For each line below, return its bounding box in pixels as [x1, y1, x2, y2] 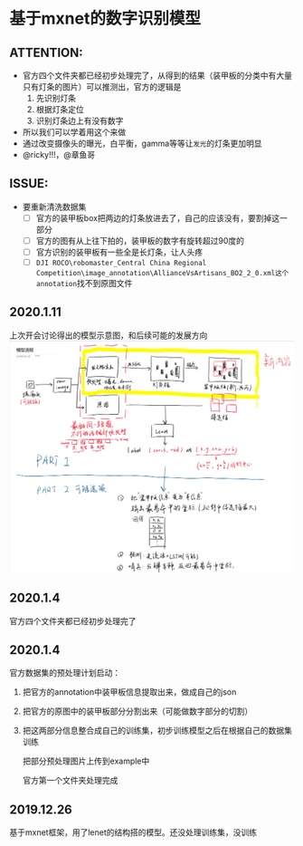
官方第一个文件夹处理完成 [22, 775, 118, 786]
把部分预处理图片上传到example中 [22, 755, 150, 766]
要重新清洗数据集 [22, 201, 87, 212]
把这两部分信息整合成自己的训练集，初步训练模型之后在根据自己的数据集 [22, 726, 292, 736]
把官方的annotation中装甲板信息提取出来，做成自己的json [22, 687, 237, 697]
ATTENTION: [9, 44, 83, 60]
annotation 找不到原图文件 [35, 278, 133, 289]
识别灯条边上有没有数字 [35, 115, 124, 126]
